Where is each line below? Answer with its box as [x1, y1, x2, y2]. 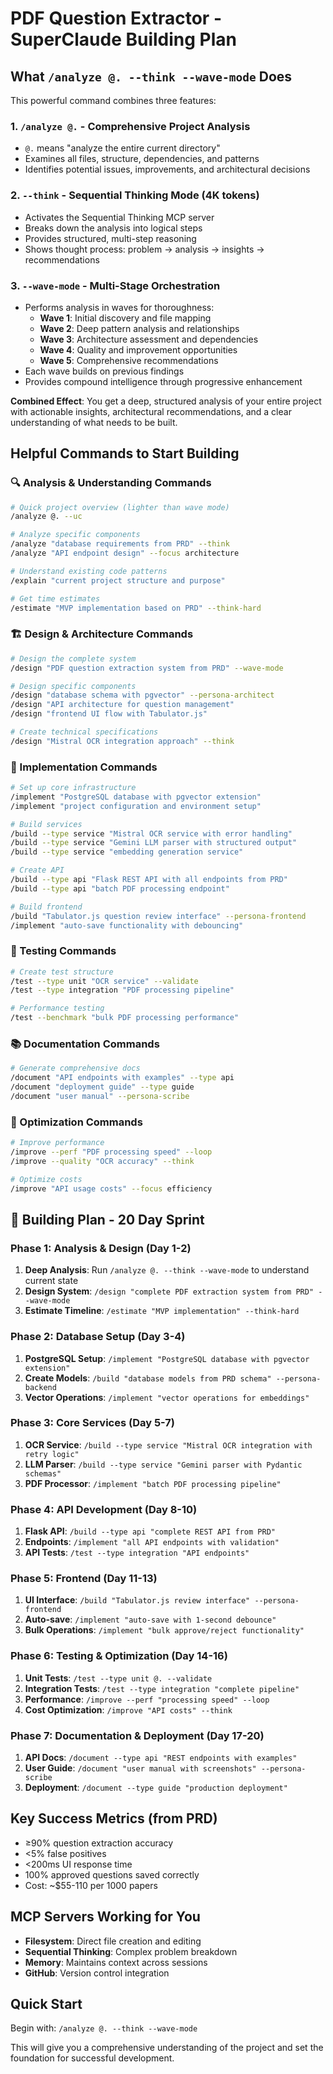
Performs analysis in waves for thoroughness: [24, 301, 215, 313]
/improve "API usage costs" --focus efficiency [10, 1183, 213, 1194]
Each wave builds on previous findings [24, 365, 185, 377]
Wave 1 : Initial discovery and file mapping [39, 312, 212, 324]
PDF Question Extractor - [10, 7, 222, 30]
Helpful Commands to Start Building [10, 445, 240, 462]
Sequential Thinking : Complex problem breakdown [24, 1945, 238, 1957]
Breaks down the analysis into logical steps [24, 222, 203, 234]
